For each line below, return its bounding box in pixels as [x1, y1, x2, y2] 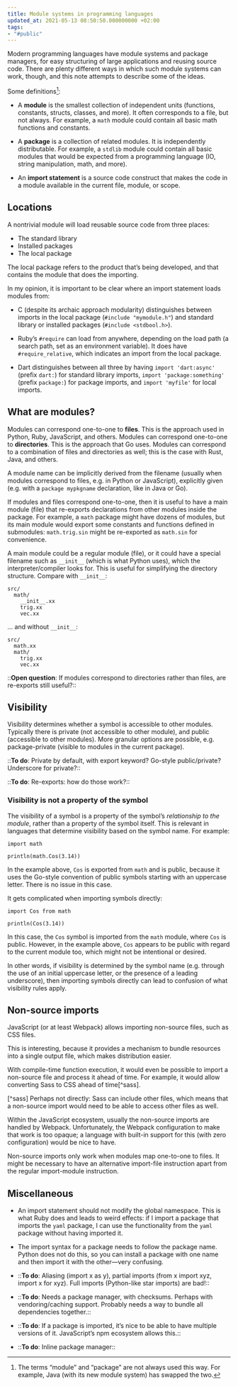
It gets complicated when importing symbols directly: [7, 894, 163, 902]
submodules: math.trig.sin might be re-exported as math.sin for [7, 527, 198, 536]
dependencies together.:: [17, 1308, 91, 1317]
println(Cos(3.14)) [7, 920, 65, 927]
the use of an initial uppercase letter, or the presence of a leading [7, 969, 198, 977]
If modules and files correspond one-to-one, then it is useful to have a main [7, 497, 228, 506]
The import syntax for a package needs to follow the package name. [17, 1243, 217, 1251]
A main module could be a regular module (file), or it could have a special [7, 548, 221, 557]
